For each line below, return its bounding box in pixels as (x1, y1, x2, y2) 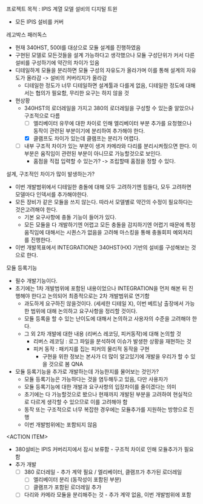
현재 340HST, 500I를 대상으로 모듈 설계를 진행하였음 (15, 44, 141, 51)
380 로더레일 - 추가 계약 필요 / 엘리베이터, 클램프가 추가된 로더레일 (24, 468, 182, 476)
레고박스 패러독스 (6, 31, 47, 38)
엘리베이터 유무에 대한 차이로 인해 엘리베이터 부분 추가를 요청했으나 (33, 120, 192, 127)
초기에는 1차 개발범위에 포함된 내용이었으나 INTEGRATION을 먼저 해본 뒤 (15, 285, 187, 292)
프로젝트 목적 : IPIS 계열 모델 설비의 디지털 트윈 (6, 5, 118, 12)
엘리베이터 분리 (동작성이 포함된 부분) (33, 476, 122, 483)
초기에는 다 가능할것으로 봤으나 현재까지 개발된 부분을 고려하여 (24, 391, 171, 398)
